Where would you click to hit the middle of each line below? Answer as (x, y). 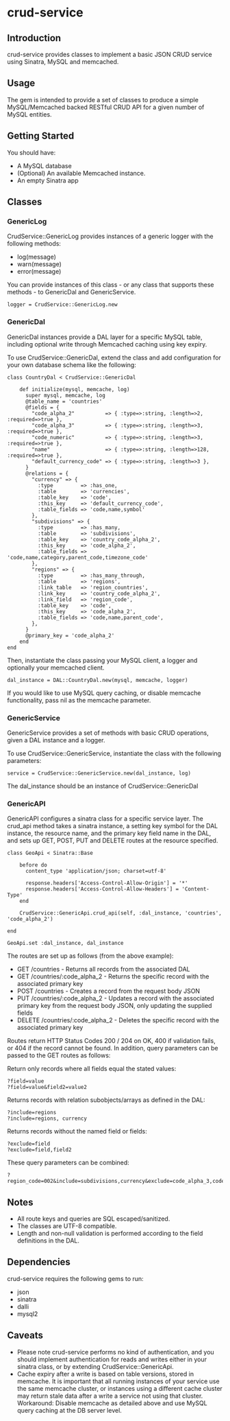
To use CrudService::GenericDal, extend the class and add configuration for (114, 357)
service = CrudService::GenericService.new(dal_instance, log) (99, 773)
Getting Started (41, 136)
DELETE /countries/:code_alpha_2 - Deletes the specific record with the (118, 1020)
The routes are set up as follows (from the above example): (90, 956)
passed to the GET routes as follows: (59, 1055)
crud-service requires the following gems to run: (75, 1278)
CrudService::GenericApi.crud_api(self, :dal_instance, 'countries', (121, 913)
